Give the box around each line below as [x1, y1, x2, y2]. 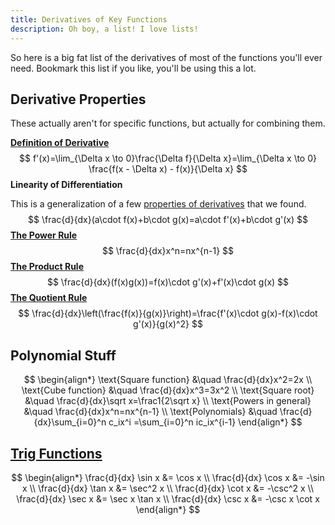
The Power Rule [10, 229, 78, 241]
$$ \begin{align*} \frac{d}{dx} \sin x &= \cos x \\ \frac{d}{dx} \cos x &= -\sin [11, 471, 325, 483]
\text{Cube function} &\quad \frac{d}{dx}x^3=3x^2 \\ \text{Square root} [21, 384, 315, 396]
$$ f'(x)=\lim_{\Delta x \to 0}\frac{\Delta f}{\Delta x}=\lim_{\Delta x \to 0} [19, 152, 317, 165]
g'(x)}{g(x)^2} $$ [133, 318, 203, 330]
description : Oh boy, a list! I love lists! [10, 24, 199, 34]
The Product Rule [10, 261, 84, 273]
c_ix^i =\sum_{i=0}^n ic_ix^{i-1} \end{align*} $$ [108, 416, 303, 428]
